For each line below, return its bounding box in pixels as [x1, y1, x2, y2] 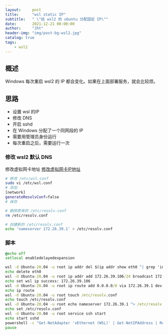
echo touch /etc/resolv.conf [5, 297, 66, 302]
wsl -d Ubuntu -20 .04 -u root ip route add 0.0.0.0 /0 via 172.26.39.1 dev [5, 283, 162, 288]
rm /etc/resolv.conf [5, 213, 48, 218]
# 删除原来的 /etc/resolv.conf [5, 208, 66, 213]
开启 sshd [12, 121, 33, 127]
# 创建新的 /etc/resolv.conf [5, 222, 63, 227]
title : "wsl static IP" [5, 12, 66, 17]
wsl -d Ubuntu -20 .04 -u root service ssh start [5, 311, 106, 316]
